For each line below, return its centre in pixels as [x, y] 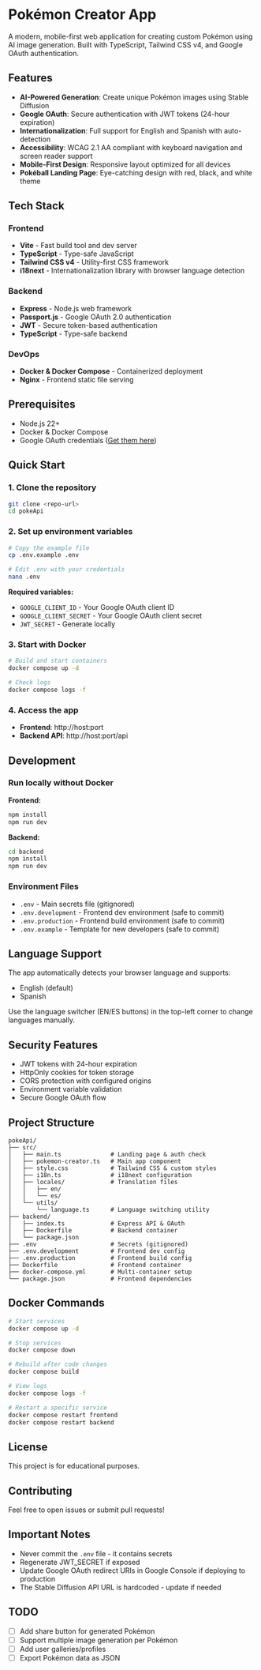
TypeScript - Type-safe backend [73, 333]
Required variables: [41, 592]
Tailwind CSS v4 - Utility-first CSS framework [94, 262]
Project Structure [51, 1122]
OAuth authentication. [44, 53]
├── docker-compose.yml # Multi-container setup [100, 1272]
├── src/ [22, 1147]
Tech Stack [36, 206]
